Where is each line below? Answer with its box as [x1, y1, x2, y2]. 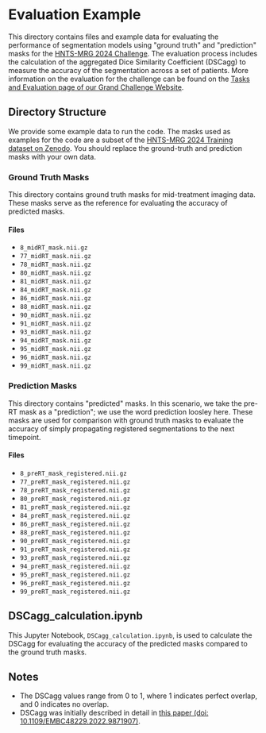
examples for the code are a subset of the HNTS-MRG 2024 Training [8, 135, 233, 145]
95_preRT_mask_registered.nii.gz [19, 570, 131, 579]
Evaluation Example [8, 6, 141, 24]
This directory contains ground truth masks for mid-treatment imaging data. [8, 190, 256, 199]
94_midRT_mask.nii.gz [19, 337, 91, 345]
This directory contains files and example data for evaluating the [8, 32, 219, 41]
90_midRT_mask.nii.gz [19, 311, 91, 319]
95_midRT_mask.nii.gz [19, 345, 91, 353]
